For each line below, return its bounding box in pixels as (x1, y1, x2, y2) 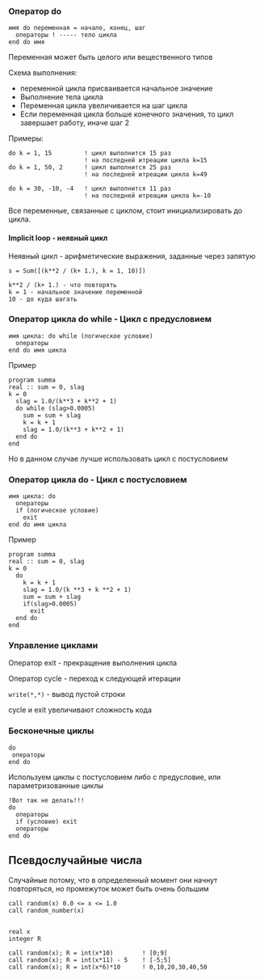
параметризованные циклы (8, 780, 103, 790)
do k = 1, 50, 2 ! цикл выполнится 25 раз (8, 163, 172, 171)
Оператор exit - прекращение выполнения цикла (8, 658, 178, 668)
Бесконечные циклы (8, 725, 94, 736)
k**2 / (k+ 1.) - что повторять (8, 281, 117, 289)
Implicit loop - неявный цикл (8, 233, 108, 243)
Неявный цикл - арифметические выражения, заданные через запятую (8, 251, 256, 260)
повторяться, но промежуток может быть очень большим (8, 884, 210, 893)
